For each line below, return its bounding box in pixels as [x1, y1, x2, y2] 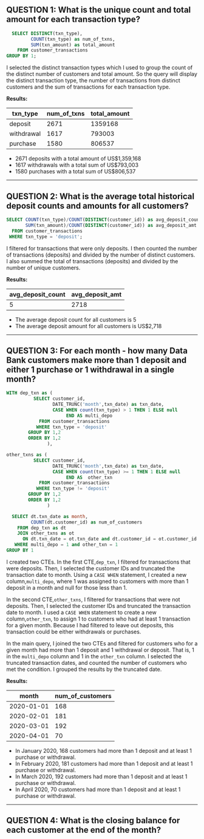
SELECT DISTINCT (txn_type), [12, 30, 83, 36]
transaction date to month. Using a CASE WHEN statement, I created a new [6, 571, 187, 578]
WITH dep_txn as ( [6, 390, 53, 396]
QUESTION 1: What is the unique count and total [6, 5, 191, 15]
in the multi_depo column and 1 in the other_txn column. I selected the [6, 652, 182, 660]
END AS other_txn [66, 474, 113, 480]
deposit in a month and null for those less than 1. [6, 584, 127, 591]
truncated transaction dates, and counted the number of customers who [6, 659, 187, 666]
